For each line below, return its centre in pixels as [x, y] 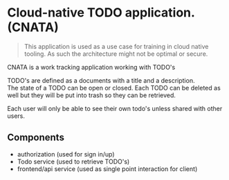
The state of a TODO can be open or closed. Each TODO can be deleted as [114, 88]
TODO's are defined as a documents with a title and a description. [101, 80]
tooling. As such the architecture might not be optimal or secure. [116, 54]
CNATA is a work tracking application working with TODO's [91, 67]
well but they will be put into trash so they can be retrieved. [92, 95]
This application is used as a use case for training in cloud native [116, 46]
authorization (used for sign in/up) [66, 154]
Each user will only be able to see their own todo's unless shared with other [115, 108]
